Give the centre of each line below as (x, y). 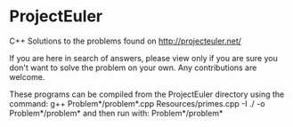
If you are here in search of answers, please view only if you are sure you (143, 58)
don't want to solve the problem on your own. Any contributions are (133, 67)
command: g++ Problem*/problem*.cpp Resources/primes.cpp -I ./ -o (137, 103)
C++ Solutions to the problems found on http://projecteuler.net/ (126, 41)
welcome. (27, 76)
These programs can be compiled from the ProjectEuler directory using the (147, 94)
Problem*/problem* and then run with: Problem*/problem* (116, 113)
